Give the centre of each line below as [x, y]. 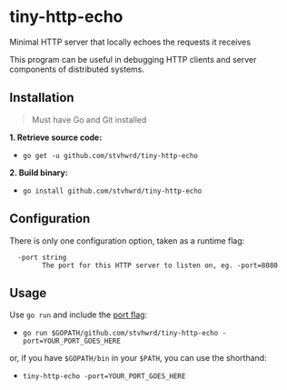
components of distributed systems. [77, 69]
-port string [42, 257]
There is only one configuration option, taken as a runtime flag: [127, 240]
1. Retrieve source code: [56, 137]
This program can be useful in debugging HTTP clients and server [133, 59]
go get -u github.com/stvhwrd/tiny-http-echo [110, 155]
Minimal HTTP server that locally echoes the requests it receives [130, 42]
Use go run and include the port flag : [79, 315]
